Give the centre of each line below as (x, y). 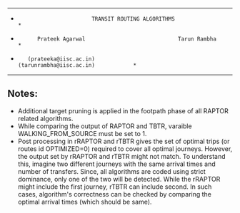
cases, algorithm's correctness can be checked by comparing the (115, 194)
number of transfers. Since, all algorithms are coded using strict (111, 171)
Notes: (22, 94)
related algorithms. (45, 118)
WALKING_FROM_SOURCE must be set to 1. (82, 133)
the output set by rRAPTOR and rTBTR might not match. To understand (122, 156)
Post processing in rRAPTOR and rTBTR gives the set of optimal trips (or (124, 141)
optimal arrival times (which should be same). (85, 202)
